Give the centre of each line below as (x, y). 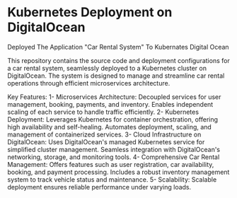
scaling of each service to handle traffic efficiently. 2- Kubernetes (103, 112)
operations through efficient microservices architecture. (89, 83)
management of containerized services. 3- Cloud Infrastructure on (104, 134)
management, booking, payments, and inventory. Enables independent (110, 104)
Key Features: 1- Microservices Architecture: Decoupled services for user (114, 97)
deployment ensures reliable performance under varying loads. (99, 187)
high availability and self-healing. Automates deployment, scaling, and (110, 127)
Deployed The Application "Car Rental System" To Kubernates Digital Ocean (118, 47)
